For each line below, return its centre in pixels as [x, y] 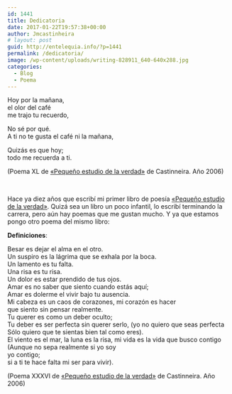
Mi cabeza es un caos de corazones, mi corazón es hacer [92, 302]
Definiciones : [28, 236]
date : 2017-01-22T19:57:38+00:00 [57, 27]
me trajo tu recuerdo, [38, 115]
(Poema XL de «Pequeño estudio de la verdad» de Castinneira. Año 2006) [116, 172]
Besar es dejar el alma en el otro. [55, 249]
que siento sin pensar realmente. [55, 310]
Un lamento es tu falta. [40, 264]
